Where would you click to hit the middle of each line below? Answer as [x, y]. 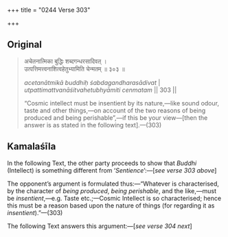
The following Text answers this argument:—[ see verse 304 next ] [100, 226]
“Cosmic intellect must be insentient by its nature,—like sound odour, [122, 103]
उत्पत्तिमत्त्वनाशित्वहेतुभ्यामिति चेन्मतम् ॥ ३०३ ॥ [74, 68]
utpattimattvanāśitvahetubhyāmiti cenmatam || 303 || [100, 90]
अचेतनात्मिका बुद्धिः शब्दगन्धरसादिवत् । [65, 61]
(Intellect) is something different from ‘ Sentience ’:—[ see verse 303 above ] [112, 170]
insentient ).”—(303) [35, 212]
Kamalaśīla [32, 147]
